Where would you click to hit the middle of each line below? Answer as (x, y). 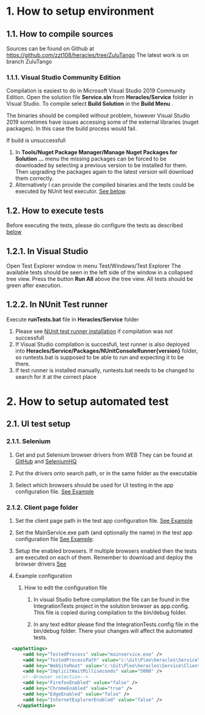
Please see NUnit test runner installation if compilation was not (94, 331)
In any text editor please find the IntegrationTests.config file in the (116, 624)
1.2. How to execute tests (55, 210)
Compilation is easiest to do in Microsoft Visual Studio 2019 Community (96, 91)
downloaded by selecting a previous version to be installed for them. (101, 165)
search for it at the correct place (56, 376)
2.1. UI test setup (38, 424)
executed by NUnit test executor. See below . (71, 192)
